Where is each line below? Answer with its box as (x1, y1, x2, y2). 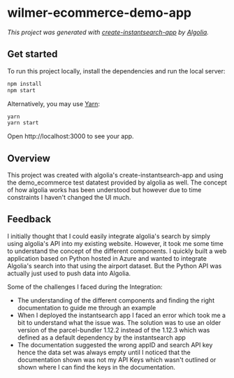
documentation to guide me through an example (17, 303, 156, 312)
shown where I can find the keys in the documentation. (17, 363, 176, 371)
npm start (7, 87, 36, 94)
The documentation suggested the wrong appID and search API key (17, 340, 213, 349)
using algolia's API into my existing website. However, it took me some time (7, 239, 224, 247)
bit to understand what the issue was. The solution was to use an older (17, 318, 221, 326)
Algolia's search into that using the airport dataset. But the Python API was (7, 261, 222, 270)
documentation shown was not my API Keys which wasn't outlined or (17, 355, 217, 364)
